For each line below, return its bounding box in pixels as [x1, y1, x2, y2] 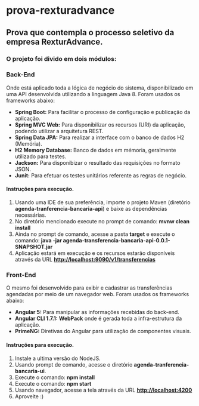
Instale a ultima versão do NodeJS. [14, 355, 101, 362]
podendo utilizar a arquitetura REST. [14, 127, 104, 134]
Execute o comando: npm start [14, 380, 92, 387]
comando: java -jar [14, 237, 63, 244]
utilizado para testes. [14, 153, 67, 160]
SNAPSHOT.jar [14, 243, 53, 250]
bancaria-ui [14, 367, 45, 374]
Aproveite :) [14, 392, 44, 400]
